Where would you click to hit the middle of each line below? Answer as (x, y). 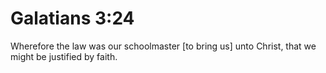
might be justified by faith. (64, 56)
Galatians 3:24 (72, 18)
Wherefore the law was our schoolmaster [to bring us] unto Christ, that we (163, 46)
